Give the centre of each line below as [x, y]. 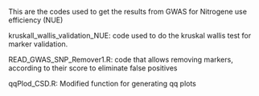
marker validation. [38, 44]
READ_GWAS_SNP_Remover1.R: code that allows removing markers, [121, 60]
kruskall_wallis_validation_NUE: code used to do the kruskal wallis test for [130, 36]
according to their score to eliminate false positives [93, 68]
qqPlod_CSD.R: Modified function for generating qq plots [103, 84]
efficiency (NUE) [36, 20]
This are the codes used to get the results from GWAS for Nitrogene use [128, 12]
